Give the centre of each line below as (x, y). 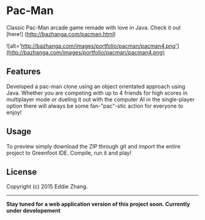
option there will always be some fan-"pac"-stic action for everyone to (95, 106)
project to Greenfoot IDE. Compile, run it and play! (69, 153)
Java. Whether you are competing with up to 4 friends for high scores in (97, 93)
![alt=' (14, 46)
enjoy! (14, 112)
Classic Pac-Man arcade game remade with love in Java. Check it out (94, 28)
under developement (34, 211)
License (22, 172)
